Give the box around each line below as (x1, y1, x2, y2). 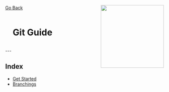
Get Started (12, 75, 37, 81)
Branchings (12, 81, 37, 87)
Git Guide (12, 27, 53, 38)
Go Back (5, 5, 23, 11)
